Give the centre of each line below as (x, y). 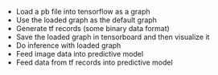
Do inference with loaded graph (68, 45)
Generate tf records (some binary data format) (93, 28)
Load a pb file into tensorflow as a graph (83, 12)
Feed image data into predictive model (80, 54)
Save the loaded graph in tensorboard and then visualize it (113, 37)
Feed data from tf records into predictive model (94, 62)
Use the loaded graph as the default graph (86, 20)
